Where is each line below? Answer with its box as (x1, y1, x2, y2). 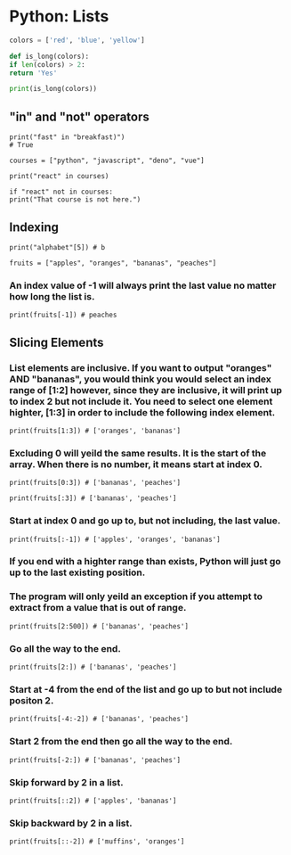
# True (9, 141, 34, 150)
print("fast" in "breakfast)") (9, 133, 125, 142)
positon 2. (9, 694, 54, 706)
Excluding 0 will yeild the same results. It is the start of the (9, 447, 267, 459)
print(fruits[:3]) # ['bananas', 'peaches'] (9, 494, 177, 503)
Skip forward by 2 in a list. (9, 776, 124, 788)
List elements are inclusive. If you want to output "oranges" (9, 361, 272, 374)
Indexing (9, 219, 60, 234)
